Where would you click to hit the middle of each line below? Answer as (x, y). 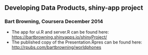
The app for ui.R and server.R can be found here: (60, 32)
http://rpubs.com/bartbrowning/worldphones (56, 47)
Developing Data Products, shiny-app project (74, 8)
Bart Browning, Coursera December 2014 (54, 22)
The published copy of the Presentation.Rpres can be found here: (77, 42)
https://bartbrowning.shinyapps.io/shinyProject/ (59, 37)
